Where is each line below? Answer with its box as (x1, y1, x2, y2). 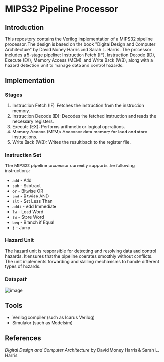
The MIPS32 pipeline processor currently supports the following (5, 163, 135, 168)
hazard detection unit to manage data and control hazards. (5, 63, 124, 68)
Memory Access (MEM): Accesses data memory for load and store (12, 129, 148, 134)
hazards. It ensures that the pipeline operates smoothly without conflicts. (5, 253, 153, 259)
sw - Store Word (12, 214, 44, 220)
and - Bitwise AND (12, 193, 49, 199)
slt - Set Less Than (12, 198, 53, 204)
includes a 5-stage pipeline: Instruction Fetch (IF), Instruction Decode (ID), (5, 52, 156, 58)
